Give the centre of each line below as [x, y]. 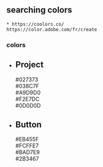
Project [29, 65]
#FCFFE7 [27, 146]
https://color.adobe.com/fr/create [52, 29]
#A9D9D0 [28, 92]
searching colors [39, 10]
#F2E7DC [27, 99]
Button [28, 124]
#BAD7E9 [27, 152]
